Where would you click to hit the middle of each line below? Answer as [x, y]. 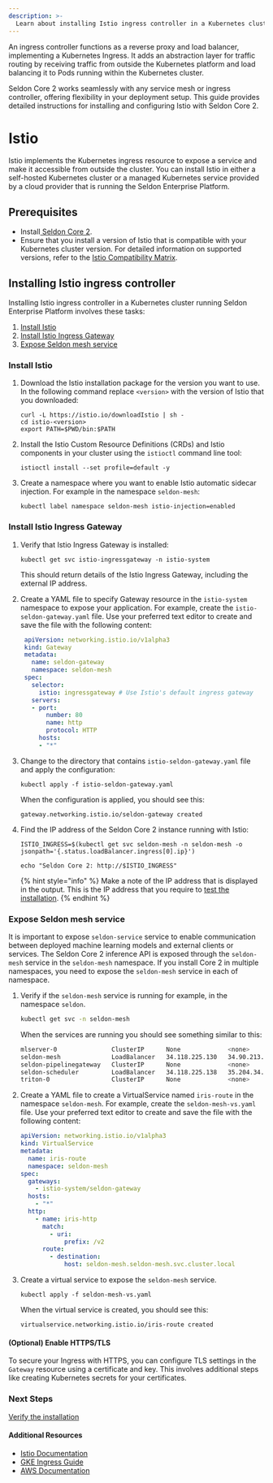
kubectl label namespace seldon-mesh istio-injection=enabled [128, 507]
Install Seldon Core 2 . [56, 231]
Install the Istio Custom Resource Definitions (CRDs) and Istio [122, 444]
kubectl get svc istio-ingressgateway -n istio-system [115, 560]
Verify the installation [44, 1416]
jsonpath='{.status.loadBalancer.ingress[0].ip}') [108, 851]
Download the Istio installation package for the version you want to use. [140, 383]
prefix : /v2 [84, 1242]
